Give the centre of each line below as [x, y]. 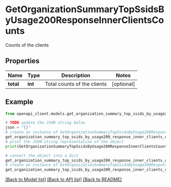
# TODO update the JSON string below [45, 123]
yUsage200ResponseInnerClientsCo [85, 20]
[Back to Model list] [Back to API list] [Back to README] [64, 179]
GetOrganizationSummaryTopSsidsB [85, 9]
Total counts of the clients [76, 84]
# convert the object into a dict [42, 155]
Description [76, 75]
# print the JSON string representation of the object [65, 142]
